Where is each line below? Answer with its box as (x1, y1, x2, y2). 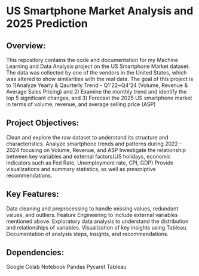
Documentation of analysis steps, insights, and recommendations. (6, 230, 169, 237)
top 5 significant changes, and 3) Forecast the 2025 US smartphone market (6, 94, 192, 101)
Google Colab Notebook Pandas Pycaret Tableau (6, 263, 127, 271)
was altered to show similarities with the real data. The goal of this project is (6, 76, 194, 82)
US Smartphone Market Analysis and (6, 4, 194, 18)
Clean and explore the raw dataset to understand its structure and (6, 134, 169, 141)
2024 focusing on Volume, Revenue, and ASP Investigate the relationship (6, 146, 186, 153)
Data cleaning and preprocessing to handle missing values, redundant (6, 204, 179, 212)
